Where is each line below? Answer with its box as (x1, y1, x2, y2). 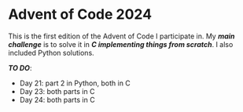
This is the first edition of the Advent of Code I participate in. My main (8, 31, 235, 41)
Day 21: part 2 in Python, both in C (19, 78, 131, 88)
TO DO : (8, 63, 32, 72)
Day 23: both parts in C (19, 86, 95, 96)
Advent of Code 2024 (8, 5, 152, 23)
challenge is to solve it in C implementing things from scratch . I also (8, 39, 234, 49)
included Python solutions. (8, 48, 94, 57)
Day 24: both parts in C (19, 95, 96, 104)
